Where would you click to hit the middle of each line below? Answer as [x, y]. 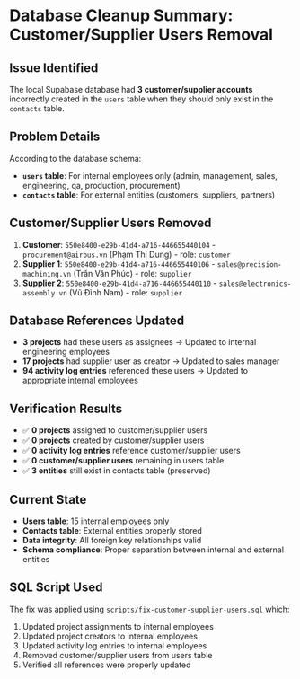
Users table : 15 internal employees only [96, 521]
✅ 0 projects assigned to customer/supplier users [115, 430]
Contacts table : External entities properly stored [112, 531]
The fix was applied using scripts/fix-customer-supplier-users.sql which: [150, 609]
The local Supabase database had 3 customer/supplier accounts [131, 89]
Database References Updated [97, 321]
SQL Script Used [56, 588]
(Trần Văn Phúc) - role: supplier [132, 273]
